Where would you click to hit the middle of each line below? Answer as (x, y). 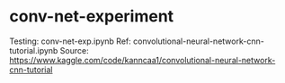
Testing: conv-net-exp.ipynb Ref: (71, 41)
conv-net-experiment (92, 17)
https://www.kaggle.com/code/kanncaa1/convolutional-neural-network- (142, 60)
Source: (75, 50)
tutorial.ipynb (34, 50)
